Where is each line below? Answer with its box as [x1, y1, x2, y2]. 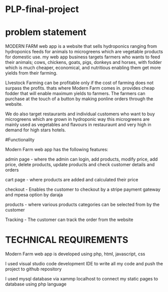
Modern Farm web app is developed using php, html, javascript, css [5, 251, 145, 257]
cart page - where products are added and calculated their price [5, 177, 138, 183]
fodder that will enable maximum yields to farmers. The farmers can [5, 91, 145, 97]
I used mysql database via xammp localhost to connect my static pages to [5, 276, 158, 282]
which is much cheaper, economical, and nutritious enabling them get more [5, 64, 161, 71]
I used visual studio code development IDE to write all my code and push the [5, 261, 163, 267]
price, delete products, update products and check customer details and [5, 162, 155, 168]
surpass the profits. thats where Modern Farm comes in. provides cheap [5, 85, 155, 91]
